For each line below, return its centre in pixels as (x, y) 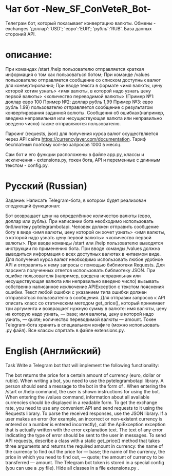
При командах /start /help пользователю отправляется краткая (75, 69)
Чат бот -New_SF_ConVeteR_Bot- (78, 9)
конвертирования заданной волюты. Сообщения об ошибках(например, (85, 112)
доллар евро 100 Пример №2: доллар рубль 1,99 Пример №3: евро (79, 102)
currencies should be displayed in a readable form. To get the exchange (81, 402)
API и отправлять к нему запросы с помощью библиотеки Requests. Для (85, 264)
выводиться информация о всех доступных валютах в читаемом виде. (83, 254)
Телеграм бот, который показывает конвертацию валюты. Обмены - (81, 23)
